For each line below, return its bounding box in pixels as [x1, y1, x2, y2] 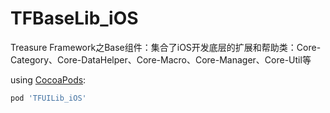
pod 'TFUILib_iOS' [10, 93, 87, 103]
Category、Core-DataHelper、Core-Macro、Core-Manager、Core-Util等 [10, 53, 312, 66]
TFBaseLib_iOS [10, 7, 139, 30]
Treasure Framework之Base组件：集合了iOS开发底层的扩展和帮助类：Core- [10, 41, 322, 53]
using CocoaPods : [10, 73, 87, 86]
